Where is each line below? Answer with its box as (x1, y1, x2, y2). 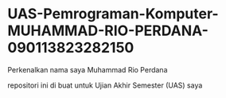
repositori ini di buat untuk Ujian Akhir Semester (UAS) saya (7, 80, 203, 90)
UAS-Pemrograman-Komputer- (7, 5, 220, 23)
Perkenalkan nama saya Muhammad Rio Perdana (7, 65, 168, 74)
